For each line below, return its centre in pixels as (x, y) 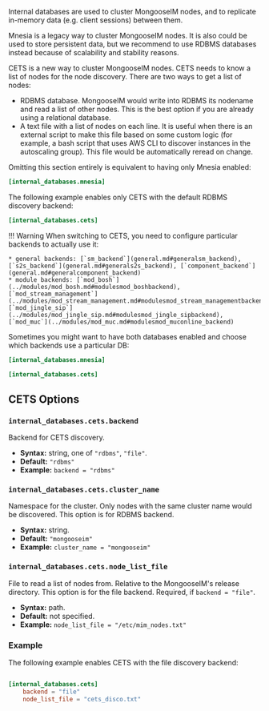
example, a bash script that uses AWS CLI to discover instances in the (135, 143)
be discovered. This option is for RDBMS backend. (91, 515)
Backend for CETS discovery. (57, 438)
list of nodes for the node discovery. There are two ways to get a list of (125, 76)
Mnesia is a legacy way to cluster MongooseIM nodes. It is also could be (128, 36)
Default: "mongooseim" (56, 539)
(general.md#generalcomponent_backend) (75, 273)
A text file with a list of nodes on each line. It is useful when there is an (136, 126)
